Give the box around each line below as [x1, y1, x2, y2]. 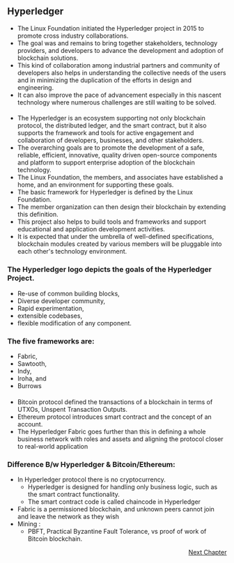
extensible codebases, [17, 311, 82, 320]
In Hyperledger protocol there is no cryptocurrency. [17, 475, 166, 484]
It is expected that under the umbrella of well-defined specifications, [17, 233, 214, 241]
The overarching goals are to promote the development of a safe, [17, 144, 205, 152]
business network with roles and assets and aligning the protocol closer [17, 435, 224, 443]
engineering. [17, 83, 54, 91]
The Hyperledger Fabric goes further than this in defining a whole [17, 427, 206, 435]
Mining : [17, 519, 41, 528]
